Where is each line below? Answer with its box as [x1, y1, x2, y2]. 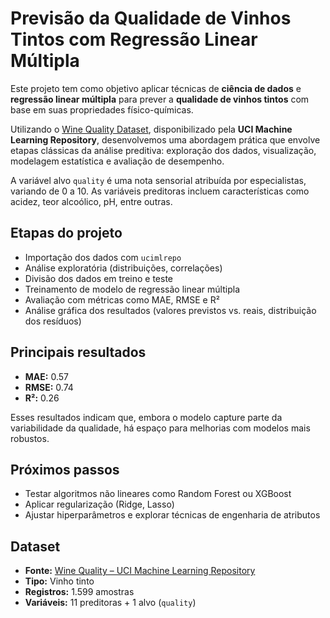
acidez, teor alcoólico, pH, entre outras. [10, 195, 173, 207]
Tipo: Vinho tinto [24, 575, 95, 587]
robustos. [10, 432, 50, 444]
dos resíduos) [24, 315, 82, 327]
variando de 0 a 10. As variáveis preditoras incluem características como [10, 185, 310, 197]
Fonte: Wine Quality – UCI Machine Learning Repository [24, 565, 256, 577]
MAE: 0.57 [24, 370, 69, 382]
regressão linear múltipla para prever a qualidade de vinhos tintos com [10, 93, 310, 105]
